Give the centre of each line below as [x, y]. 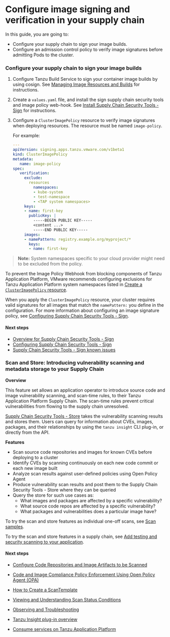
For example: [26, 136]
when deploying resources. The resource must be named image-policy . [87, 126]
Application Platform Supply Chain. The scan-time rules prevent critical [79, 401]
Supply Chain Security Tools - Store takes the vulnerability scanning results [84, 416]
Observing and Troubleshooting [46, 610]
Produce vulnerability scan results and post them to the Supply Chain [85, 484]
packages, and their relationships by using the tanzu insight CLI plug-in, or [84, 427]
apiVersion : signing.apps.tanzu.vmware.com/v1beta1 [68, 150]
